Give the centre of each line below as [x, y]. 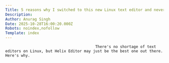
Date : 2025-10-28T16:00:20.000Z [39, 24]
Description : [19, 14]
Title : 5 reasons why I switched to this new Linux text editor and [78, 10]
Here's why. [18, 55]
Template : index [22, 33]
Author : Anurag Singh [28, 19]
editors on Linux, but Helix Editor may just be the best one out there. [84, 51]
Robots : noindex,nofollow [32, 28]
